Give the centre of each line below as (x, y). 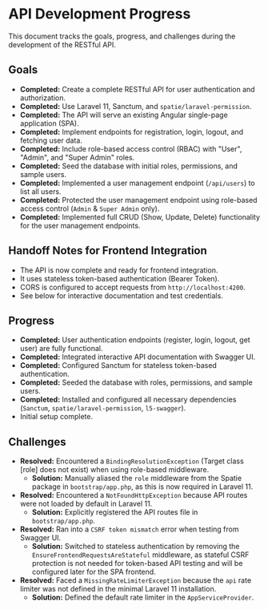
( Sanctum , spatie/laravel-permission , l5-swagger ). (103, 408)
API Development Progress (100, 14)
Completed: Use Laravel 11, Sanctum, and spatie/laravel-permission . (136, 106)
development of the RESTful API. (62, 44)
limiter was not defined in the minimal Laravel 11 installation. (118, 589)
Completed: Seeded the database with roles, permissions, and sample (136, 382)
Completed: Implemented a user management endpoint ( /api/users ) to (138, 183)
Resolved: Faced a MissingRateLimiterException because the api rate (136, 580)
